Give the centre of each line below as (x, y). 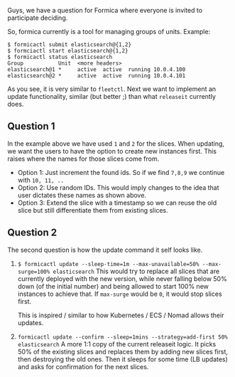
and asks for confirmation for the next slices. (83, 366)
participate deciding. (38, 18)
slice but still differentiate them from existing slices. (93, 210)
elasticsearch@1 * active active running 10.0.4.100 (97, 70)
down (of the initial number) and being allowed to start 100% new (113, 286)
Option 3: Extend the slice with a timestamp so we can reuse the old (117, 203)
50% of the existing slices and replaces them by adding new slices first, (123, 351)
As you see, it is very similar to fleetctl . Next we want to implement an (112, 89)
